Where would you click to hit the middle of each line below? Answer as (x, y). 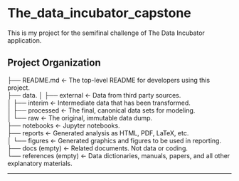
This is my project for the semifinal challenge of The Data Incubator (106, 33)
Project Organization (54, 63)
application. (25, 40)
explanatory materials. (40, 163)
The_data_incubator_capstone (100, 13)
